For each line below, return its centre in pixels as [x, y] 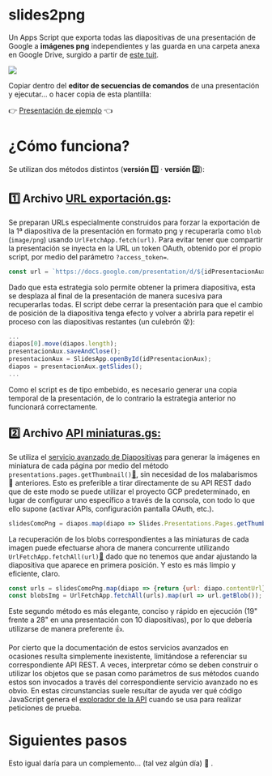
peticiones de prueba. [45, 708]
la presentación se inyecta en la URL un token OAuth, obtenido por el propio [135, 248]
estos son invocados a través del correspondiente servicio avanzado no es [133, 682]
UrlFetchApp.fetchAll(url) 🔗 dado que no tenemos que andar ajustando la [133, 556]
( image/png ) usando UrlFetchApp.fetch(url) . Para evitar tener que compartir [136, 239]
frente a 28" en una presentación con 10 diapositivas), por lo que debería [130, 620]
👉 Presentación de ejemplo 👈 [61, 110]
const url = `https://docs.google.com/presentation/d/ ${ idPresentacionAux [137, 272]
